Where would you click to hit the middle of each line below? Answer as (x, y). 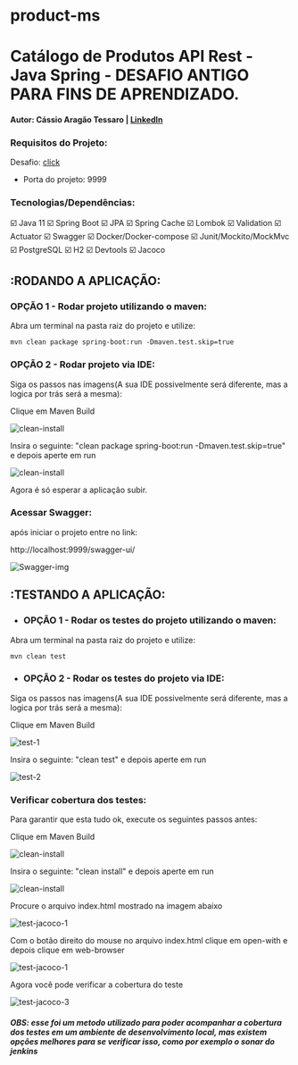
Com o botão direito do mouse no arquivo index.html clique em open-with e (149, 941)
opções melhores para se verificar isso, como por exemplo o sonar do (143, 1041)
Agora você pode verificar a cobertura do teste (97, 985)
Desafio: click (35, 163)
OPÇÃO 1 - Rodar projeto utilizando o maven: (109, 306)
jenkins (24, 1051)
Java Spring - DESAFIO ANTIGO (130, 75)
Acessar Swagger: (51, 513)
